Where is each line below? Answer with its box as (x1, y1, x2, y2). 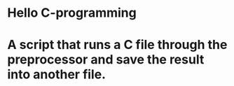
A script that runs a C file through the (7, 37, 228, 53)
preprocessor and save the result (7, 52, 205, 68)
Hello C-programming (7, 5, 137, 21)
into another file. (7, 66, 106, 83)
